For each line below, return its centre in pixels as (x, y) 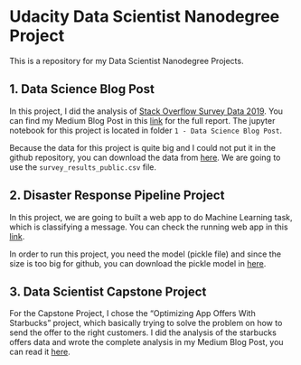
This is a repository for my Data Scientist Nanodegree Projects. (127, 61)
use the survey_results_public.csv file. (83, 167)
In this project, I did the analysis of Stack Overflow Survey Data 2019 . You (146, 111)
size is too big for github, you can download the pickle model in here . (138, 263)
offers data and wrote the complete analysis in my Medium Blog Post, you (146, 342)
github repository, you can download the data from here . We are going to (145, 157)
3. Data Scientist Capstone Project (108, 291)
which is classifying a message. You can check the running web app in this (149, 227)
